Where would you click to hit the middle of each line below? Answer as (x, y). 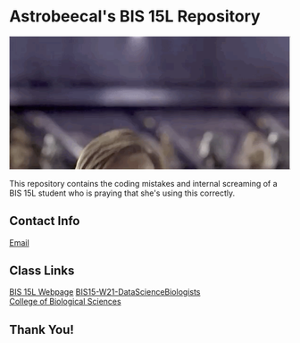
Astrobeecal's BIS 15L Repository (135, 17)
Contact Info (45, 221)
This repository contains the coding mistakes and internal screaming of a (144, 183)
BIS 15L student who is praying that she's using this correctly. (122, 193)
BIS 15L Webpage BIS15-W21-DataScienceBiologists (105, 292)
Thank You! (42, 329)
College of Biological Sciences (66, 302)
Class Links (42, 270)
